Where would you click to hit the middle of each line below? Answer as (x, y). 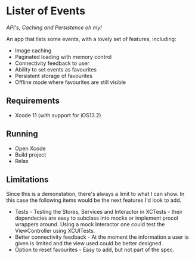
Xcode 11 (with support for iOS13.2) (58, 115)
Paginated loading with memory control (63, 57)
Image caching (33, 50)
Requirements (33, 101)
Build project (30, 155)
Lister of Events (46, 11)
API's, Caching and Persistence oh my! (54, 27)
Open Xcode (30, 148)
